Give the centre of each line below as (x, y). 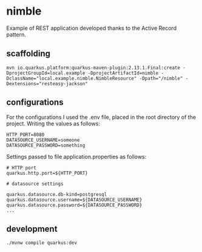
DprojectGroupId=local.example (46, 73)
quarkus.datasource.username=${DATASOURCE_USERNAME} (74, 200)
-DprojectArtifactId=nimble (123, 73)
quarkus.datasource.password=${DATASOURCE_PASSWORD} (74, 205)
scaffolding (28, 54)
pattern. (16, 34)
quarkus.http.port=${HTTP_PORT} (47, 173)
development (32, 229)
